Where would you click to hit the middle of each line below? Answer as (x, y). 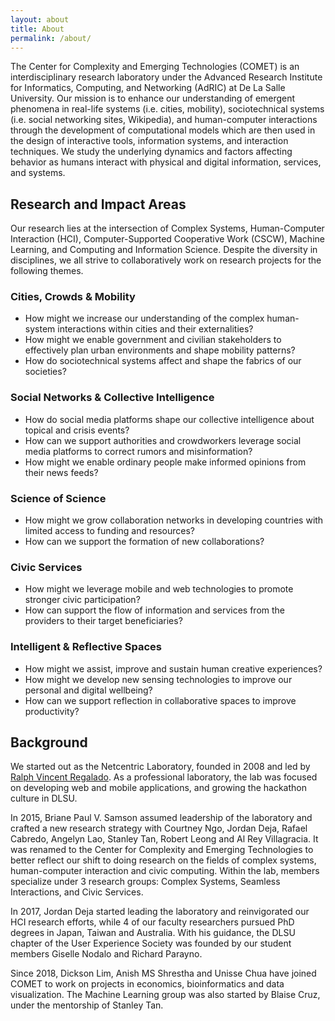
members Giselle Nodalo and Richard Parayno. (106, 954)
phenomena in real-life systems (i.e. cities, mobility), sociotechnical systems (167, 109)
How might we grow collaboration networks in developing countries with (174, 520)
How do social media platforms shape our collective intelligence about (169, 419)
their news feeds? (61, 472)
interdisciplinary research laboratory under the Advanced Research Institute (166, 77)
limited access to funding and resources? (109, 531)
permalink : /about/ (51, 38)
